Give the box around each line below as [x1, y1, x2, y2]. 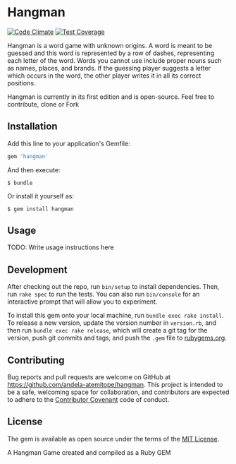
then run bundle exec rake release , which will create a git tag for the [7, 326, 208, 335]
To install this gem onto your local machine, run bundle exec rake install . [7, 311, 224, 320]
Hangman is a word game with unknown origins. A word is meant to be [7, 41, 213, 49]
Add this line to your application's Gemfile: [7, 139, 130, 148]
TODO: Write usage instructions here [7, 243, 114, 251]
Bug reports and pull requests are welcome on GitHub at [7, 373, 171, 381]
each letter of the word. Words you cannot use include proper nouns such [7, 56, 222, 64]
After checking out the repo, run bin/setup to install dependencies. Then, [7, 282, 220, 291]
